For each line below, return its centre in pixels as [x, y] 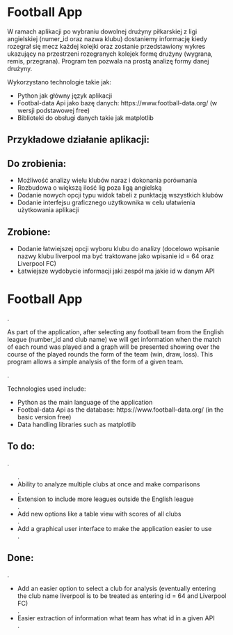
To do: [21, 446]
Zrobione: [29, 232]
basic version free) [44, 417]
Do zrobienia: [37, 164]
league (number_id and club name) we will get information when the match [114, 339]
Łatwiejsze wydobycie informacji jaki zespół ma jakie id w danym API [116, 271]
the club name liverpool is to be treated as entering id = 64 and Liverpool [122, 596]
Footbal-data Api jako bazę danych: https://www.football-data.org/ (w [117, 103]
